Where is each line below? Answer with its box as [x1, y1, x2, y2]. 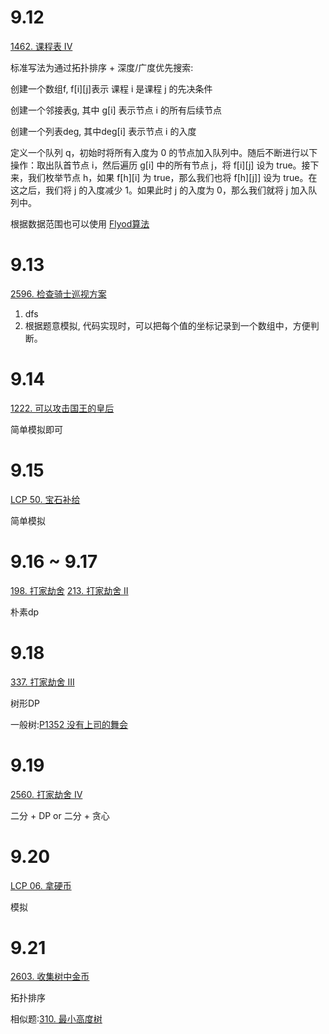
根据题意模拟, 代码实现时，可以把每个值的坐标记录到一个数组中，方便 [24, 319, 311, 331]
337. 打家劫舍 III [10, 676, 75, 688]
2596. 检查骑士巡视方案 [10, 287, 107, 300]
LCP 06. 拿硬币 [10, 879, 72, 891]
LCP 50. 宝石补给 [10, 493, 81, 505]
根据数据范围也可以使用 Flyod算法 [10, 217, 150, 230]
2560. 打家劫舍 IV [10, 788, 83, 800]
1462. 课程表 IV [10, 40, 73, 52]
